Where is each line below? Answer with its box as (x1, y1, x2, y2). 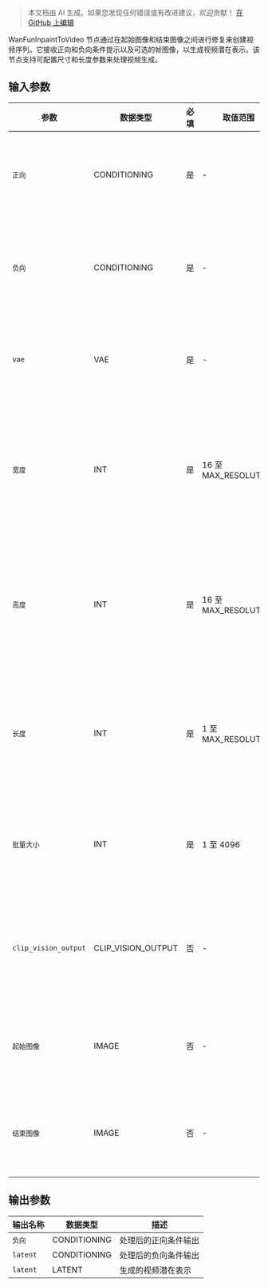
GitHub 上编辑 (27, 18, 74, 27)
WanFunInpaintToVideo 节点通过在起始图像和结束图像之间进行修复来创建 (8, 35, 247, 44)
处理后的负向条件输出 (119, 1249, 200, 1261)
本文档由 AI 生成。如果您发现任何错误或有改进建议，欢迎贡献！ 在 (27, 8, 244, 17)
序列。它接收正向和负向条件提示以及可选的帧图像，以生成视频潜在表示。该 (14, 45, 260, 54)
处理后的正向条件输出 (119, 1234, 200, 1245)
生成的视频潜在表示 (119, 1265, 192, 1276)
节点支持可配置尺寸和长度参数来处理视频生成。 (8, 55, 162, 64)
